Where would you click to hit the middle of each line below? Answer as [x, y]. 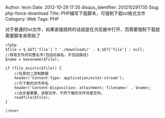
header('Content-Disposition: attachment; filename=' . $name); [83, 88]
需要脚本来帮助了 [23, 36]
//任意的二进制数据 [32, 74]
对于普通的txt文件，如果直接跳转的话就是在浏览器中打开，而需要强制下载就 [83, 29]
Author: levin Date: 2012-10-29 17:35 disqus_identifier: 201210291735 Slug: [82, 7]
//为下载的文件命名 [32, 83]
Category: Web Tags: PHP [32, 19]
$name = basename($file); [32, 60]
